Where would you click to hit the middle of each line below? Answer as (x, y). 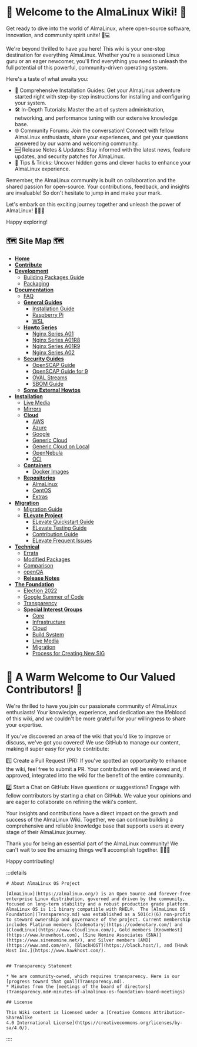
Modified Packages (47, 559)
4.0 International (29, 1023)
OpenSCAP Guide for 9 (60, 371)
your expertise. (24, 724)
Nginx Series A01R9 (56, 346)
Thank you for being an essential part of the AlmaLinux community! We (92, 843)
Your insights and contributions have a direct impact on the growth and (92, 813)
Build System (48, 634)
